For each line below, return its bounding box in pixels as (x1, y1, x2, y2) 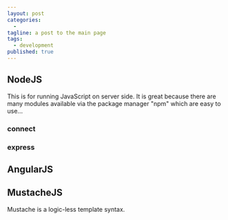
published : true (7, 49, 54, 56)
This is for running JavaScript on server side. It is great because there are (7, 92, 216, 100)
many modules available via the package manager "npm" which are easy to (7, 99, 222, 107)
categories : (7, 16, 41, 23)
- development (13, 42, 54, 49)
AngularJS (7, 163, 54, 175)
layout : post (7, 10, 45, 17)
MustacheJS (7, 187, 63, 199)
